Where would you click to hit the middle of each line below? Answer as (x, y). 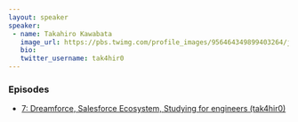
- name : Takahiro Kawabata (62, 34)
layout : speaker (38, 17)
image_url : (40, 42)
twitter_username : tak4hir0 (72, 58)
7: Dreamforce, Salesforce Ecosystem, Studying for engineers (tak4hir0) (153, 109)
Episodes (29, 89)
